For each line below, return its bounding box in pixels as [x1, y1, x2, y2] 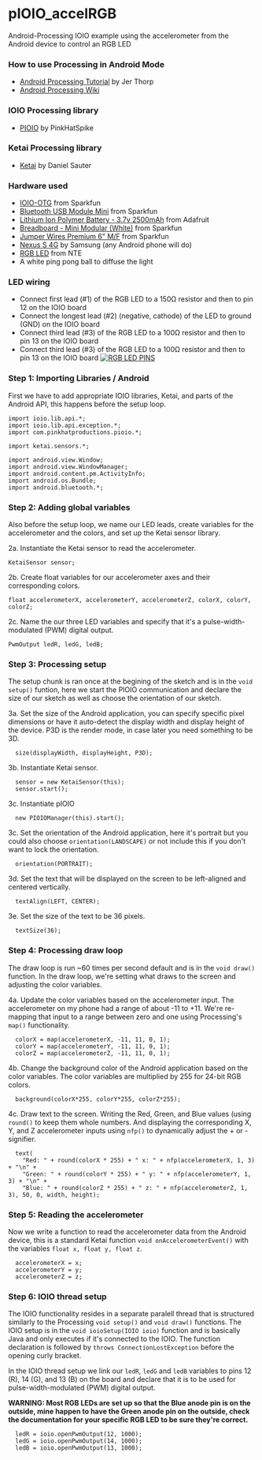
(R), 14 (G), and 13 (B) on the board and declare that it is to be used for [8, 1375, 236, 1384]
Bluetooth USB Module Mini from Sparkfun [19, 207, 158, 216]
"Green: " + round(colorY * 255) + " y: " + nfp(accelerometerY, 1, [22, 1170, 252, 1178]
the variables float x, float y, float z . [8, 1244, 142, 1253]
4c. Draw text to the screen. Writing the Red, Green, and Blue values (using [8, 1109, 252, 1118]
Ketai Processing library [8, 143, 102, 154]
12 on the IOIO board [19, 303, 87, 313]
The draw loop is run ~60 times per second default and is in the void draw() [8, 963, 256, 972]
